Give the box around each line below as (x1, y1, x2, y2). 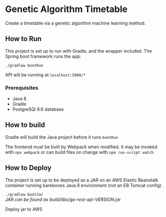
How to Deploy (5, 164, 52, 172)
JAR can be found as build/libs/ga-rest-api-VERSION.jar (5, 196, 121, 202)
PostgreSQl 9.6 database (12, 106, 64, 112)
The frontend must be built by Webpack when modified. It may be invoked (5, 144, 158, 150)
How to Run (5, 35, 42, 43)
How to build (5, 121, 45, 129)
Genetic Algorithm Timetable (5, 4, 128, 15)
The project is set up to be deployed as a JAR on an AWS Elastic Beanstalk (5, 177, 159, 183)
